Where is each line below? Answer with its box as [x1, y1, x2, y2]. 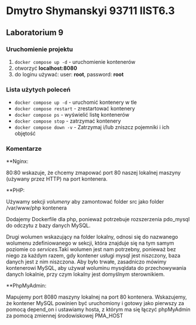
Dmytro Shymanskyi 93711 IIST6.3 [6, 4, 176, 18]
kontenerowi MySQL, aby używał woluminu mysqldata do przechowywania [6, 265, 187, 272]
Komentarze [6, 145, 42, 153]
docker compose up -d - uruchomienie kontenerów [14, 58, 136, 65]
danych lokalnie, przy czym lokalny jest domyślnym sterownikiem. [6, 271, 165, 278]
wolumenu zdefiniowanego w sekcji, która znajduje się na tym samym [6, 239, 174, 247]
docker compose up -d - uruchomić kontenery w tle [14, 99, 137, 106]
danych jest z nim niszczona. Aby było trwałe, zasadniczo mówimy [6, 258, 167, 265]
